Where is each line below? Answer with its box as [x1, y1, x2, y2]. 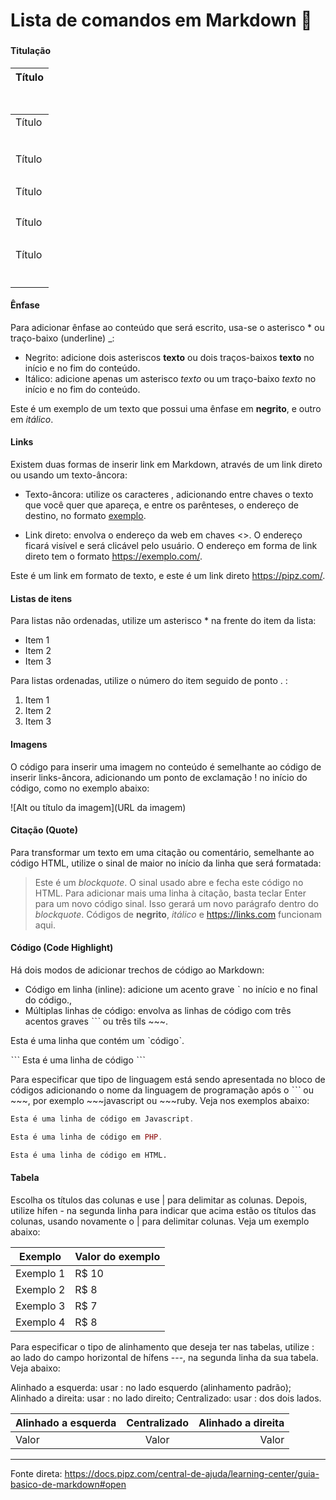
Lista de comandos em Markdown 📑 [10, 9, 313, 32]
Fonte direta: [10, 1467, 63, 1479]
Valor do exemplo [74, 1249, 161, 1263]
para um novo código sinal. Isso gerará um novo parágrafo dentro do [34, 897, 319, 909]
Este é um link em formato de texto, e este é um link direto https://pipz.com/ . [10, 570, 326, 582]
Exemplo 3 [15, 1299, 66, 1313]
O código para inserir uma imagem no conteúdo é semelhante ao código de [10, 760, 322, 773]
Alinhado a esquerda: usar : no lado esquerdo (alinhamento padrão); [10, 1381, 292, 1393]
